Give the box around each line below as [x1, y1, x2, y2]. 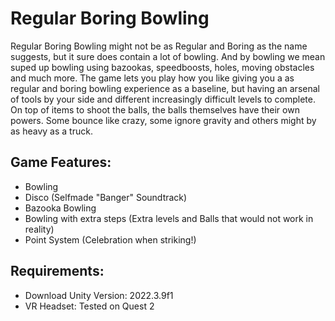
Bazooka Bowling [24, 202, 97, 214]
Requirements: [10, 263, 105, 280]
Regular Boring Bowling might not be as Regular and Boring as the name [10, 40, 308, 52]
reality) [24, 223, 55, 235]
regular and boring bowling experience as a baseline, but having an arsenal [10, 82, 320, 94]
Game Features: [10, 154, 112, 171]
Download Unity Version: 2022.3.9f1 [24, 289, 174, 301]
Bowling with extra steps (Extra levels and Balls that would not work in [24, 212, 314, 224]
